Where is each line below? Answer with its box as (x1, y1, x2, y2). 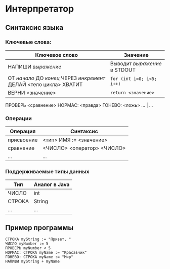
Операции (5, 114, 32, 122)
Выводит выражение (110, 60, 162, 67)
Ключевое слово (35, 51, 78, 58)
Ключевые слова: (5, 39, 52, 46)
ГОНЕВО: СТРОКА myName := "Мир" (5, 254, 73, 260)
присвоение (8, 136, 38, 143)
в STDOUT (110, 66, 136, 73)
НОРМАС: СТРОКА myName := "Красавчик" (5, 250, 87, 255)
